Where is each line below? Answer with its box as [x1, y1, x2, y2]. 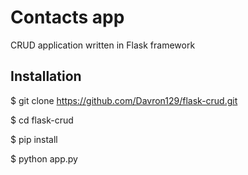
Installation [10, 68, 82, 85]
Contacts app [10, 6, 125, 29]
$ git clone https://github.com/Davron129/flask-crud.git [10, 94, 238, 106]
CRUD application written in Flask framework [10, 39, 196, 51]
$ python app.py [10, 152, 78, 165]
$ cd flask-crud [10, 114, 74, 126]
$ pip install [10, 133, 58, 145]
